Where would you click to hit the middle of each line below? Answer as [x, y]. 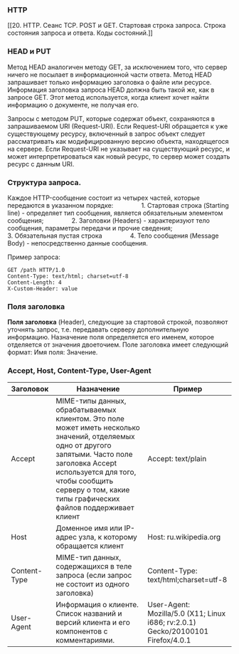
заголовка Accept [86, 463]
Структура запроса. [44, 182]
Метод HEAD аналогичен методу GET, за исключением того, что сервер [117, 67]
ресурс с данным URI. [41, 164]
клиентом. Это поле [90, 419]
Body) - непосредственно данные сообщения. [78, 243]
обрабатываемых [86, 410]
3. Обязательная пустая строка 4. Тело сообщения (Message [113, 236]
